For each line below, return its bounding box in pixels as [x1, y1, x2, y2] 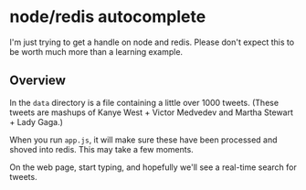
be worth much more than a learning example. [9, 46, 184, 57]
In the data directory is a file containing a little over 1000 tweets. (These [9, 97, 280, 108]
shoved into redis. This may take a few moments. [9, 143, 194, 154]
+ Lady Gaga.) [9, 116, 64, 127]
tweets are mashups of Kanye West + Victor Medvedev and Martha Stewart [9, 107, 294, 118]
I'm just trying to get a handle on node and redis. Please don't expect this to [9, 37, 295, 47]
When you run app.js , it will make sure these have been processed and [9, 134, 278, 145]
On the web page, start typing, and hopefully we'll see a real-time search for [9, 162, 297, 173]
